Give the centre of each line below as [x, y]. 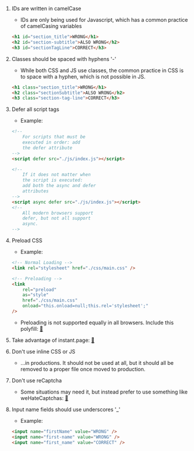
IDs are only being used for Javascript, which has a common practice [104, 20]
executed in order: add [51, 143]
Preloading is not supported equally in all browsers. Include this [97, 323]
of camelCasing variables [51, 26]
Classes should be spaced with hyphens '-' [64, 59]
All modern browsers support [58, 213]
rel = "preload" [40, 290]
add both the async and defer [59, 186]
